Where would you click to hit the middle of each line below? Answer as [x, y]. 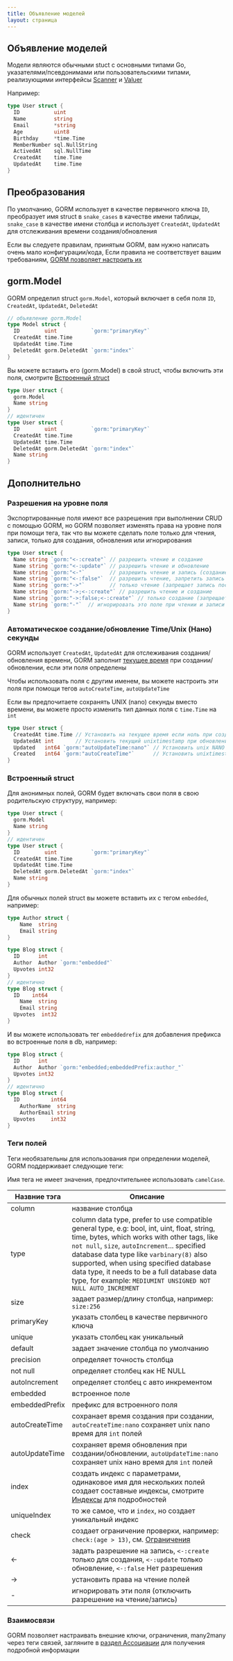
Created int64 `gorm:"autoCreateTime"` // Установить [104, 754]
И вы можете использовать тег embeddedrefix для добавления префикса [114, 1034]
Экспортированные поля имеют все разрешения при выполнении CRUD [115, 518]
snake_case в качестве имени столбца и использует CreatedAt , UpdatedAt [114, 224]
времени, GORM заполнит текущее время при [113, 660]
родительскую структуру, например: [62, 801]
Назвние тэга [38, 1197]
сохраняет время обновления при [129, 1445]
